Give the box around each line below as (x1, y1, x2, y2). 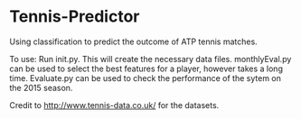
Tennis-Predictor (9, 6, 140, 27)
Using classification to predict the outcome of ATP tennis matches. (9, 36, 258, 47)
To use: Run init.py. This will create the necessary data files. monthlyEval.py (9, 53, 292, 64)
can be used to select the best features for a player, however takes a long (9, 63, 283, 74)
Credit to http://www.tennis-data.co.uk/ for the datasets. (9, 99, 220, 110)
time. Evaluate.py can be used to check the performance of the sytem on (9, 72, 282, 83)
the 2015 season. (9, 82, 73, 93)
